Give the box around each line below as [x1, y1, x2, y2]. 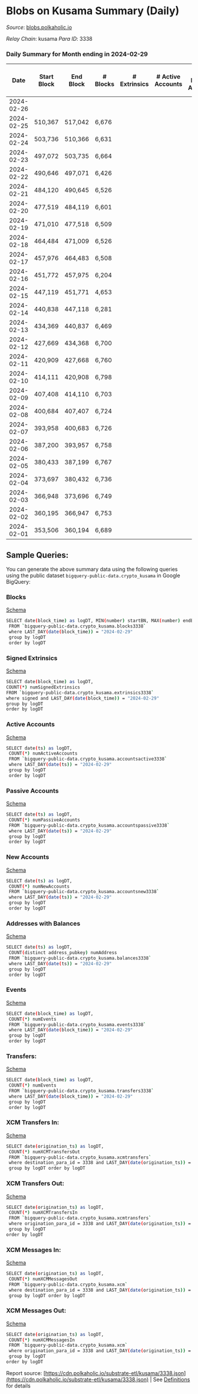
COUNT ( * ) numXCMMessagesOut [8, 1276, 78, 1282]
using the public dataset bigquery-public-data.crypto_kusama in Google [6, 572, 181, 579]
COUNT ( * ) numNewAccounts [8, 883, 70, 890]
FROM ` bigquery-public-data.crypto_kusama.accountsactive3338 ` [8, 756, 167, 762]
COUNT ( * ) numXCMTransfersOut [8, 1149, 81, 1154]
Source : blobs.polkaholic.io [6, 24, 72, 31]
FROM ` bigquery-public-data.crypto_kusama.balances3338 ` [8, 955, 151, 961]
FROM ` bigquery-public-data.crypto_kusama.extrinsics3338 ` [6, 690, 154, 696]
